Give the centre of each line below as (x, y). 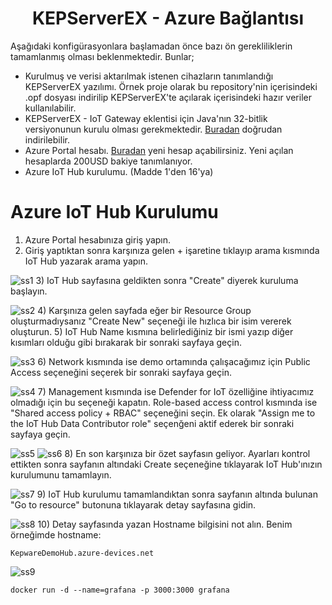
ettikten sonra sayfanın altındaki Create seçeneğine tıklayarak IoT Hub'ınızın (166, 464)
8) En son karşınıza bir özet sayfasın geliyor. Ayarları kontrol (187, 453)
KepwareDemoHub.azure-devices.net (82, 553)
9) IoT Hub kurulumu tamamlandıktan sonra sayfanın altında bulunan (177, 494)
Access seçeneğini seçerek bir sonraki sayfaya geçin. (121, 372)
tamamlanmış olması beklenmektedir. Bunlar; (102, 56)
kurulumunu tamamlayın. (61, 474)
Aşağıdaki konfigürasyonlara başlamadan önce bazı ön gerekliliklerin (151, 46)
